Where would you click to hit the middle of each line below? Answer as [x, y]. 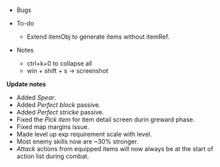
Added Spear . [36, 97]
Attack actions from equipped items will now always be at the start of [115, 149]
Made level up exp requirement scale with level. [84, 134]
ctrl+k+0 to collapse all [59, 63]
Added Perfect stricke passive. [60, 112]
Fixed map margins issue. [53, 127]
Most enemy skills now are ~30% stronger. [77, 141]
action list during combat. [53, 156]
